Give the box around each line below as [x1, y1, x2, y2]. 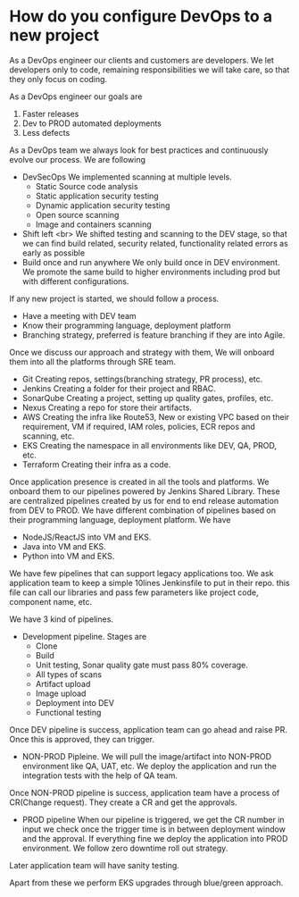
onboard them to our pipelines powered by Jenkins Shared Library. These [9, 485, 280, 497]
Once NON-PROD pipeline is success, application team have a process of [9, 787, 280, 798]
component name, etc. [9, 596, 93, 607]
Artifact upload [35, 678, 91, 689]
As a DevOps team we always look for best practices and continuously [9, 145, 270, 155]
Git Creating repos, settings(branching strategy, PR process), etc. [21, 373, 263, 384]
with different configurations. [21, 275, 129, 287]
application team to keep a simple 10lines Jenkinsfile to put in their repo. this [9, 577, 290, 588]
